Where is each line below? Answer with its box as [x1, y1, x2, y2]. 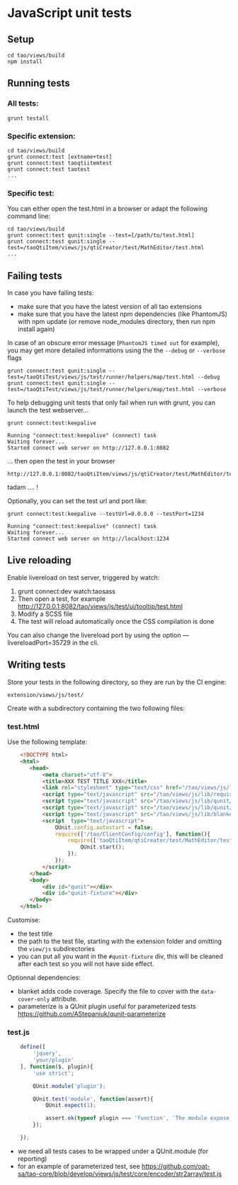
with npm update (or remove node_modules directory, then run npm [17, 318, 216, 326]
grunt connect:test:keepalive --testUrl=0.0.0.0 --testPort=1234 [7, 510, 204, 518]
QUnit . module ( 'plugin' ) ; [33, 1082, 106, 1089]
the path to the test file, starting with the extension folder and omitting [17, 937, 222, 945]
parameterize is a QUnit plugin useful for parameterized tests [17, 1002, 196, 1011]
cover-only [17, 996, 50, 1004]
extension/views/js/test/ [7, 691, 84, 699]
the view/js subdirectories [17, 945, 96, 953]
